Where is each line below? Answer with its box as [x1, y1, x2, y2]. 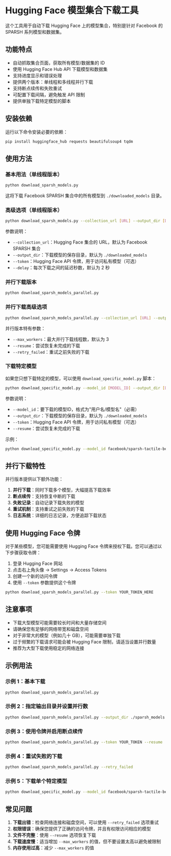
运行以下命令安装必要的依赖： [5, 128, 68, 135]
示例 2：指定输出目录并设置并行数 [5, 703, 88, 710]
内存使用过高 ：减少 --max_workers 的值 [12, 844, 94, 851]
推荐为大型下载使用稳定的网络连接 [12, 645, 84, 651]
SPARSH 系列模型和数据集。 [5, 29, 65, 35]
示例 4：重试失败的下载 [5, 753, 63, 760]
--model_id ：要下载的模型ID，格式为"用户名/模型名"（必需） [12, 406, 140, 412]
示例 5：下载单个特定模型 [5, 778, 68, 785]
